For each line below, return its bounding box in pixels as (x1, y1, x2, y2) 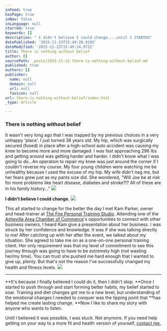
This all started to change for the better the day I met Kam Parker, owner (5, 205, 154, 212)
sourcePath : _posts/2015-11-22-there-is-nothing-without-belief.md (5, 58, 148, 63)
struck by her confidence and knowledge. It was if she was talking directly (5, 227, 158, 233)
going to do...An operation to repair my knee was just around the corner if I (5, 159, 159, 165)
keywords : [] (5, 30, 32, 35)
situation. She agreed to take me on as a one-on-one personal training (5, 237, 149, 243)
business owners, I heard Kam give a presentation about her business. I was (5, 221, 162, 227)
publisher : (5, 72, 28, 77)
